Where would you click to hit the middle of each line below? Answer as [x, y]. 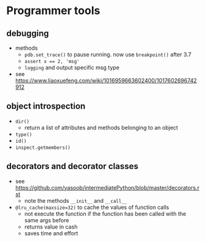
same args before [47, 220]
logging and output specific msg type [72, 67]
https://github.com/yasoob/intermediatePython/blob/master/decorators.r [107, 187]
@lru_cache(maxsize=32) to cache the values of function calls [92, 207]
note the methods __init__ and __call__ [76, 200]
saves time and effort [51, 233]
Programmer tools [53, 11]
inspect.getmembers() [43, 148]
